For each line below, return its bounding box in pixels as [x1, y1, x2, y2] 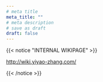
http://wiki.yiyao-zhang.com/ [6, 58, 77, 65]
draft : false [6, 31, 38, 37]
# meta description [6, 19, 54, 25]
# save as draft [6, 25, 46, 31]
